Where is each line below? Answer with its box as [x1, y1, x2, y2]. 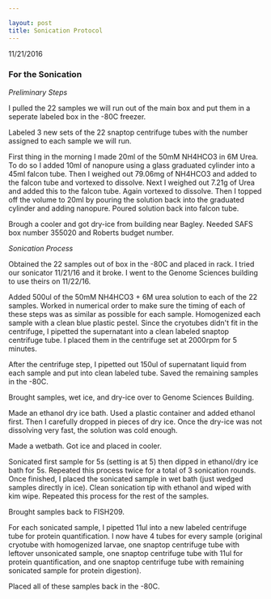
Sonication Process [8, 243, 74, 253]
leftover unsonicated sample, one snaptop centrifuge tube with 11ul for [8, 548, 243, 558]
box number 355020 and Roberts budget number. [8, 228, 174, 237]
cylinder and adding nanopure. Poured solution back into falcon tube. [8, 203, 239, 213]
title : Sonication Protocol [8, 26, 104, 35]
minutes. [8, 344, 38, 353]
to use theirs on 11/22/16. [8, 276, 91, 286]
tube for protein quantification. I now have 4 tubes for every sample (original [8, 531, 263, 541]
